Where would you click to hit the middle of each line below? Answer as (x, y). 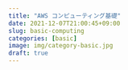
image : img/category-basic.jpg (61, 46)
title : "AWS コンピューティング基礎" (65, 16)
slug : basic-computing (46, 31)
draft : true (28, 53)
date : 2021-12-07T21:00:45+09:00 (64, 23)
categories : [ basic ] (43, 38)
